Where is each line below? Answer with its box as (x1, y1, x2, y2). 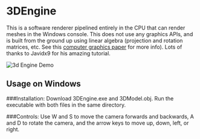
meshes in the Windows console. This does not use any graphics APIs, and (6, 30, 193, 37)
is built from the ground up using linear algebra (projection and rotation (6, 37, 183, 44)
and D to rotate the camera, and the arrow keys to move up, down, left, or (6, 119, 189, 126)
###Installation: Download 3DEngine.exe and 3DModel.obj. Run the (6, 94, 174, 102)
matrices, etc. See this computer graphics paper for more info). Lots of (6, 43, 182, 51)
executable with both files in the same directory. (6, 101, 126, 108)
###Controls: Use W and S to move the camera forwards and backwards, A (6, 113, 195, 120)
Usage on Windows (6, 79, 81, 89)
